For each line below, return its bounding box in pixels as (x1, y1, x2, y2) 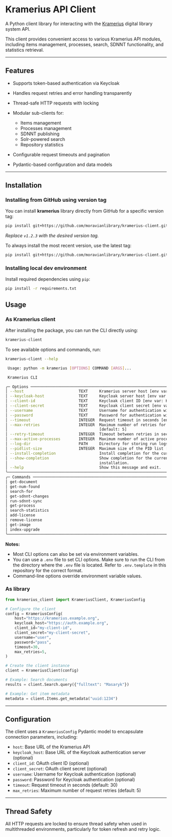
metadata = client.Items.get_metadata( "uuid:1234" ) (5, 696, 118, 701)
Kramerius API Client (5, 4, 96, 15)
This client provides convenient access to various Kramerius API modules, (5, 36, 162, 42)
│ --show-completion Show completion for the (5, 455, 153, 461)
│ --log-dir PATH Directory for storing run (5, 442, 157, 447)
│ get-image (5, 522, 31, 527)
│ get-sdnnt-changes (5, 493, 50, 499)
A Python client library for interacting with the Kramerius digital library (5, 20, 153, 27)
